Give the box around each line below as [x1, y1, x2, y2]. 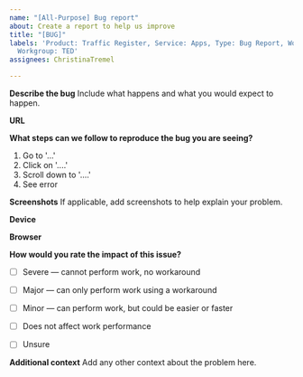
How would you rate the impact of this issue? [9, 250, 182, 259]
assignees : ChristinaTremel [9, 55, 115, 64]
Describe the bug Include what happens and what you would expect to [9, 88, 274, 99]
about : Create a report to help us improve [9, 22, 176, 31]
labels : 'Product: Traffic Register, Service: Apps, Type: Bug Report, [9, 38, 284, 48]
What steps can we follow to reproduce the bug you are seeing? [9, 133, 253, 143]
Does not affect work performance [22, 321, 151, 332]
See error [22, 179, 59, 190]
